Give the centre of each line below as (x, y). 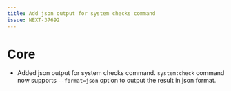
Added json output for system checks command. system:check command (121, 73)
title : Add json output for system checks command (81, 13)
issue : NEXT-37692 (33, 20)
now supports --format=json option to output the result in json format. (117, 81)
